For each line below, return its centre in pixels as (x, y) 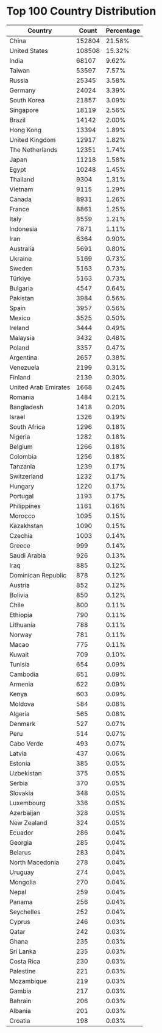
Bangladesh (26, 407)
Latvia (18, 753)
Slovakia (21, 793)
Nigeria (20, 437)
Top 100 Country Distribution (81, 11)
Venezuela (24, 367)
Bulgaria (21, 288)
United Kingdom (33, 139)
